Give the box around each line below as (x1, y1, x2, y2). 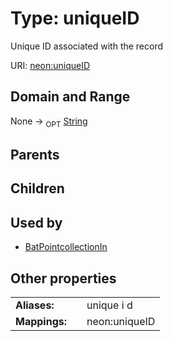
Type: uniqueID (10, 7, 140, 30)
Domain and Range (10, 88, 131, 106)
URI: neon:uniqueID (10, 59, 91, 71)
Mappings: (15, 314, 68, 328)
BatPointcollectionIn (24, 241, 108, 253)
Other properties (10, 270, 117, 287)
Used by (10, 214, 63, 231)
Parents (10, 146, 60, 163)
